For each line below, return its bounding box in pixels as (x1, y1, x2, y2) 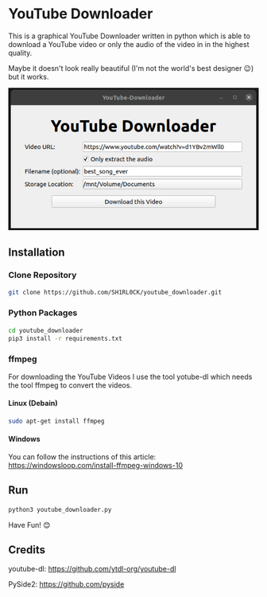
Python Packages (8, 307, 78, 318)
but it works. (8, 72, 49, 81)
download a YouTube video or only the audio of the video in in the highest (8, 39, 250, 49)
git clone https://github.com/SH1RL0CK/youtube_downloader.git (8, 288, 222, 297)
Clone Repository (8, 270, 77, 280)
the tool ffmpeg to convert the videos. (8, 380, 133, 390)
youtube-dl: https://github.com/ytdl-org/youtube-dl (8, 564, 176, 574)
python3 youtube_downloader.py (8, 505, 112, 513)
